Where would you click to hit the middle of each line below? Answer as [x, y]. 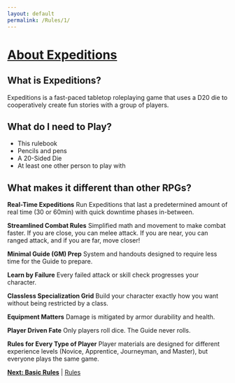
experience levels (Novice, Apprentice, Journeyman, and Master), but [108, 352]
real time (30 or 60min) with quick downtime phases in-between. [101, 212]
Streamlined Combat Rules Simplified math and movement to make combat [116, 226]
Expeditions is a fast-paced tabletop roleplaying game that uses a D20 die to [117, 97]
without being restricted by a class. [58, 303]
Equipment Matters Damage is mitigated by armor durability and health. [111, 317]
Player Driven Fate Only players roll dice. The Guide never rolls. [99, 331]
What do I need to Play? [59, 127]
